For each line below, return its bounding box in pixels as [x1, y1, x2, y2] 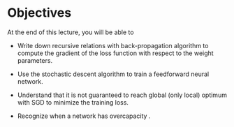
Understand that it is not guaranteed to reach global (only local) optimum [17, 91, 227, 99]
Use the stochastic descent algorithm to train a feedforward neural [17, 70, 210, 78]
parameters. [17, 56, 53, 64]
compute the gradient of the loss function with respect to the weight [17, 49, 214, 57]
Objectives [7, 5, 72, 21]
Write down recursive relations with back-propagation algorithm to [17, 41, 209, 50]
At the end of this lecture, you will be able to [7, 28, 134, 36]
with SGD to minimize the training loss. [17, 98, 129, 106]
